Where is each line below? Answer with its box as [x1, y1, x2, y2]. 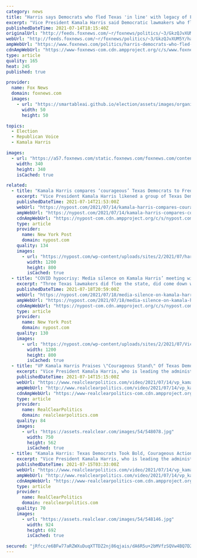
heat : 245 [6, 63, 30, 69]
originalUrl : [6, 31, 38, 36]
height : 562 [27, 440, 57, 446]
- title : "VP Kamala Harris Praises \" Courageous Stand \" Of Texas [11, 363, 180, 369]
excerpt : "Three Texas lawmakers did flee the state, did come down [16, 281, 188, 287]
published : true [6, 69, 46, 75]
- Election [11, 128, 38, 134]
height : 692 [27, 527, 57, 533]
